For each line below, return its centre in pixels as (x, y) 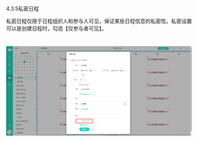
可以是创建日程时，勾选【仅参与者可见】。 (57, 28)
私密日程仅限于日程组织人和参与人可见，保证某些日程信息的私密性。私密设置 (99, 21)
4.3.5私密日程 (23, 9)
